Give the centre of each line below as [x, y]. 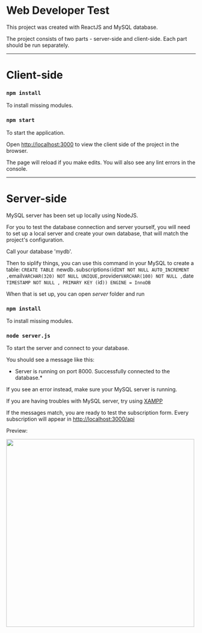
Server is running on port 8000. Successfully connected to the [92, 372]
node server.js [29, 335]
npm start [20, 120]
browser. [17, 150]
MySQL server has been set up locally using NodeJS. [72, 215]
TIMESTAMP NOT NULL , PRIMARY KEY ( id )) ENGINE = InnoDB [79, 282]
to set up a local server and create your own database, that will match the [97, 233]
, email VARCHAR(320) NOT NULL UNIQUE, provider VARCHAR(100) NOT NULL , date [100, 276]
